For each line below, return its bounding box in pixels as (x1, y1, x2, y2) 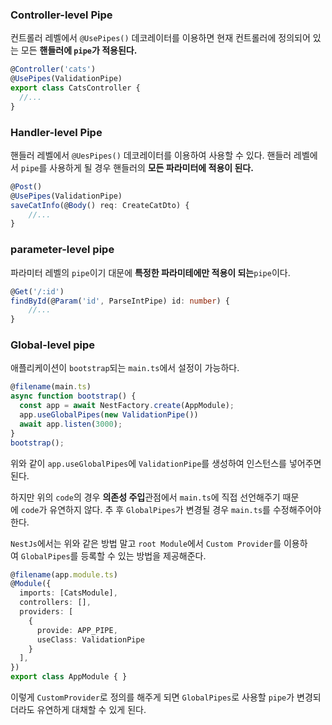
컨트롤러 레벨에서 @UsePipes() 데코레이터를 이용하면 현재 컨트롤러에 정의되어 (10, 32, 311, 44)
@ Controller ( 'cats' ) (10, 64, 97, 75)
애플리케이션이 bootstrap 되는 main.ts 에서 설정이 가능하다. (10, 362, 240, 374)
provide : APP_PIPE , (36, 625, 118, 635)
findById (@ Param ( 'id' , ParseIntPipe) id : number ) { (10, 296, 230, 306)
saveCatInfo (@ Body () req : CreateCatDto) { (10, 200, 190, 210)
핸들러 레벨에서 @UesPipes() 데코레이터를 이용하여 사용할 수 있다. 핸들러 (10, 149, 292, 161)
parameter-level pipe (10, 243, 115, 257)
